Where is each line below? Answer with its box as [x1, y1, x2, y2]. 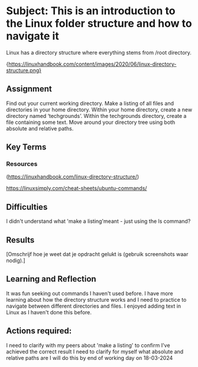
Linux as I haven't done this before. [6, 308, 92, 315]
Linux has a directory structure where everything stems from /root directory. [6, 49, 192, 56]
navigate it [6, 30, 59, 43]
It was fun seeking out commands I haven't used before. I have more [6, 289, 173, 297]
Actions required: [6, 326, 72, 336]
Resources [6, 160, 38, 168]
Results [6, 235, 35, 245]
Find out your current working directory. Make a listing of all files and [6, 100, 174, 107]
